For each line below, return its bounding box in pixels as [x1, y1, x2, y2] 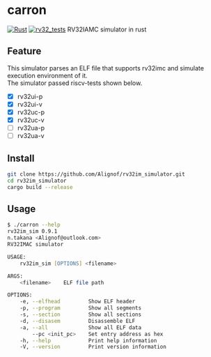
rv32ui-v [17, 100, 43, 108]
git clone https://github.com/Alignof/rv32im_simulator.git [7, 170, 186, 178]
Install [7, 152, 35, 164]
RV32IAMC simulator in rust [67, 25, 147, 33]
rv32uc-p [17, 107, 45, 116]
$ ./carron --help [7, 222, 61, 229]
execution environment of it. [7, 71, 88, 79]
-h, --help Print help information [19, 337, 157, 344]
